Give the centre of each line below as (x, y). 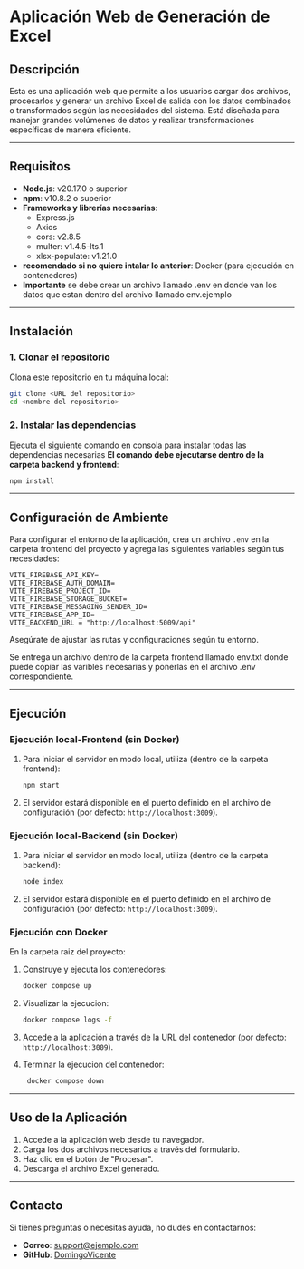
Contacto (36, 1206)
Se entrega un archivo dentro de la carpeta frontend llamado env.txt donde (149, 657)
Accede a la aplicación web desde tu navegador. (113, 1139)
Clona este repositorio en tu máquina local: (89, 377)
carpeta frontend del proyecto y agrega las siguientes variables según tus (147, 549)
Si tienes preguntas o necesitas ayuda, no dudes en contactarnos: (133, 1227)
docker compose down (65, 1081)
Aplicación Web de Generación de (140, 17)
